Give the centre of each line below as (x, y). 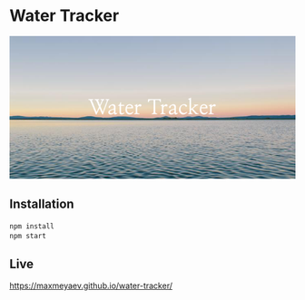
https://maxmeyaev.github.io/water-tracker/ (91, 285)
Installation (42, 204)
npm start (28, 236)
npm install (32, 226)
